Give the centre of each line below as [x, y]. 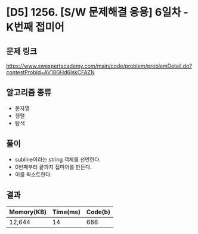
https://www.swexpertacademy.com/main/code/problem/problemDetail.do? [99, 66]
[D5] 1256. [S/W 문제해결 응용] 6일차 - [98, 12]
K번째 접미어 [35, 27]
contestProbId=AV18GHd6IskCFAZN [50, 72]
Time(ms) [66, 212]
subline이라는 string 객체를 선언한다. [58, 159]
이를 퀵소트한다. [33, 174]
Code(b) [98, 212]
